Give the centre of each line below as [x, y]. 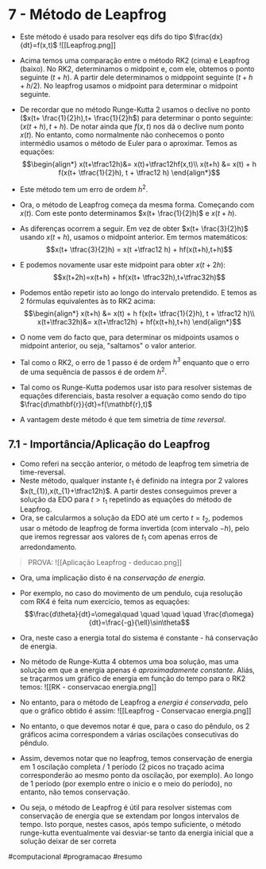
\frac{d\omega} [228, 613]
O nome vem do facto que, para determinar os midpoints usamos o [129, 337]
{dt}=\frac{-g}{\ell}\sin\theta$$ [139, 622]
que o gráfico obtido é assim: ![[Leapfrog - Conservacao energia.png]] [135, 710]
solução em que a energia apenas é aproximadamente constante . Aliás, [137, 670]
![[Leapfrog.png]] [88, 44]
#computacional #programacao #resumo [75, 856]
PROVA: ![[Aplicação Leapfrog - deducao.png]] [105, 562]
